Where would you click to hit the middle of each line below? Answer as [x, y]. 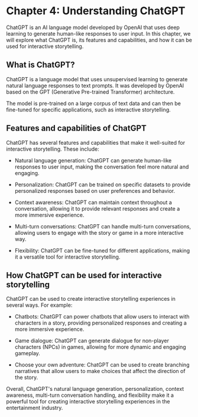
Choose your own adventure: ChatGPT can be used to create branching [102, 365]
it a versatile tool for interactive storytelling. [67, 257]
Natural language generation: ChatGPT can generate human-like [93, 160]
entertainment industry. [35, 408]
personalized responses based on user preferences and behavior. [95, 190]
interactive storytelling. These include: [53, 149]
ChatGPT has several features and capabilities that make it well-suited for [95, 142]
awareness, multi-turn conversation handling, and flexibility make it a [90, 395]
